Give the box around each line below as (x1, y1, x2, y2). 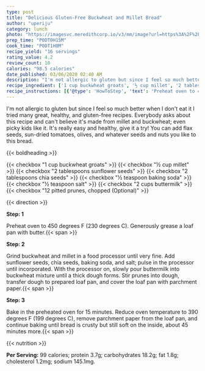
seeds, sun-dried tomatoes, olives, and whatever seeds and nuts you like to (6, 130, 196, 138)
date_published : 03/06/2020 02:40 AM (6, 71, 103, 77)
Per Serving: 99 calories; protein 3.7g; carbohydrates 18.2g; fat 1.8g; (6, 351, 179, 358)
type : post (6, 9, 34, 15)
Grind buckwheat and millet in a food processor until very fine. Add (6, 252, 175, 260)
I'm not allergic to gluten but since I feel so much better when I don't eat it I (6, 105, 195, 112)
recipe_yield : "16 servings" (6, 49, 81, 55)
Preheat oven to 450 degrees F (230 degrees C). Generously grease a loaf (6, 222, 194, 229)
